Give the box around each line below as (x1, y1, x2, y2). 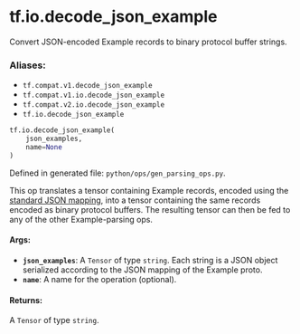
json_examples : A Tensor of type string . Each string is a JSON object (22, 254, 278, 265)
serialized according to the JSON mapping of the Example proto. (22, 264, 263, 275)
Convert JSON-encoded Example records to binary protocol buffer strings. (9, 36, 287, 47)
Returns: (9, 294, 43, 305)
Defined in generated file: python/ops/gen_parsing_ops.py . (9, 167, 226, 178)
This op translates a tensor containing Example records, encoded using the (9, 185, 289, 196)
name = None (25, 142, 63, 151)
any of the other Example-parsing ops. (9, 214, 154, 224)
